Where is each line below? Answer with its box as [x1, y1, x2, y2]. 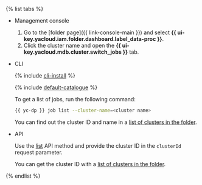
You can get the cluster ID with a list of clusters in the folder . [14, 160, 166, 167]
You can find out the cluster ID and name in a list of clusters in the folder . [14, 118, 197, 126]
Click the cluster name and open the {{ [23, 42, 121, 49]
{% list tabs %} [5, 5, 44, 12]
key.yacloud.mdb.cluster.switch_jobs [23, 48, 122, 56]
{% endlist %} [5, 172, 41, 180]
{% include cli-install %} [14, 72, 75, 79]
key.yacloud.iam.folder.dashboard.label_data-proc [23, 35, 156, 42]
